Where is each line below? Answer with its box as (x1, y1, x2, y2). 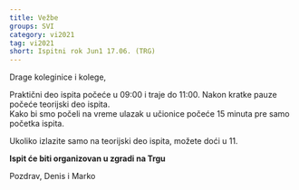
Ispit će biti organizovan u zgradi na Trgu (9, 153, 166, 164)
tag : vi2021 (9, 38, 54, 48)
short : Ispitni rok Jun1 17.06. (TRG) (9, 47, 156, 56)
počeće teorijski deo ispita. (9, 99, 111, 109)
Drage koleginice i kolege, (9, 71, 107, 82)
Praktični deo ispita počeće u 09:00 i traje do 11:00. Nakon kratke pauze (9, 90, 278, 100)
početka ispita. (9, 119, 65, 129)
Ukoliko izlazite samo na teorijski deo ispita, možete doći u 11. (9, 136, 238, 147)
